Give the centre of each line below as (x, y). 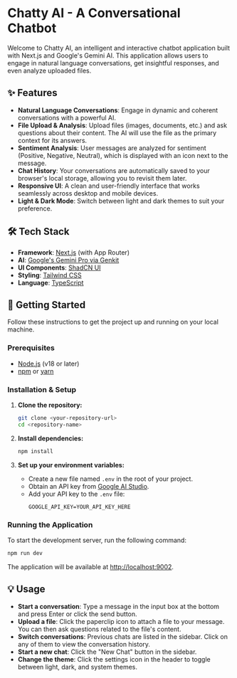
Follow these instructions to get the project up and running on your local (113, 322)
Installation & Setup (42, 389)
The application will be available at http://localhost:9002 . (91, 566)
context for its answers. (52, 140)
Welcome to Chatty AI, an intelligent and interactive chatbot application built (118, 48)
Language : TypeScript (51, 282)
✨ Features (32, 93)
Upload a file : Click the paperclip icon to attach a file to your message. (121, 621)
